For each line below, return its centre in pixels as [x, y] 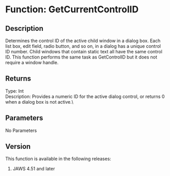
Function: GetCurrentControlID [72, 9]
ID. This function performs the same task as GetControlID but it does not [81, 57]
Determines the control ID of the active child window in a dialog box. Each [83, 41]
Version [18, 146]
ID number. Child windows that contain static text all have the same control [84, 52]
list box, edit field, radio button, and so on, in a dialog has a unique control [83, 46]
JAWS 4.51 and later [34, 169]
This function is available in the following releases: [58, 159]
